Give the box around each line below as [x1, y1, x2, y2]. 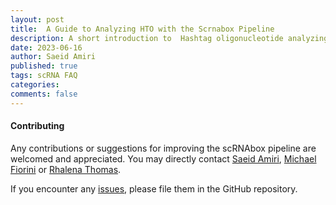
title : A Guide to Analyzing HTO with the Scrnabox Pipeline [10, 24, 275, 34]
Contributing [10, 120, 65, 132]
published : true [10, 61, 78, 71]
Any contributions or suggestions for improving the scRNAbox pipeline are [10, 142, 317, 154]
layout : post [10, 14, 65, 25]
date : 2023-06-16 [10, 42, 83, 53]
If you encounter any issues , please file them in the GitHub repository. [10, 182, 298, 195]
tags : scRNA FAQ [10, 71, 78, 81]
